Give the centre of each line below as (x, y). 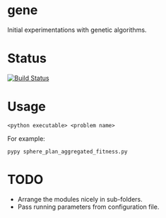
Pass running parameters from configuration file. (88, 207)
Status (27, 58)
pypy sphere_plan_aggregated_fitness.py (68, 151)
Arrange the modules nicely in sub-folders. (80, 199)
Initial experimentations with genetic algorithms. (77, 30)
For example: (26, 138)
